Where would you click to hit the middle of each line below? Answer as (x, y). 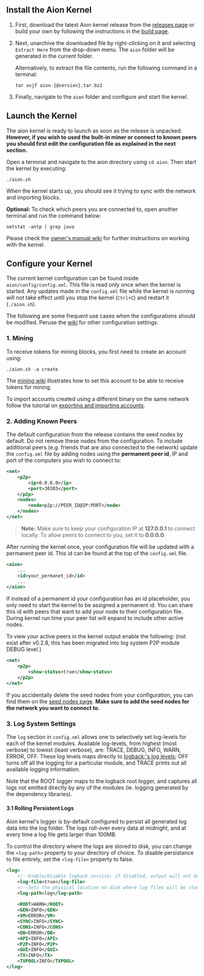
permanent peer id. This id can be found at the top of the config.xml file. (97, 553)
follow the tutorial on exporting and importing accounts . (76, 405)
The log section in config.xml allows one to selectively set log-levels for (97, 736)
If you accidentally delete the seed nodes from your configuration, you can (100, 695)
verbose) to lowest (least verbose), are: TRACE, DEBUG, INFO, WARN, (93, 750)
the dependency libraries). (39, 794)
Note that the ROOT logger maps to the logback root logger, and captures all (102, 781)
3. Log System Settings (41, 724)
